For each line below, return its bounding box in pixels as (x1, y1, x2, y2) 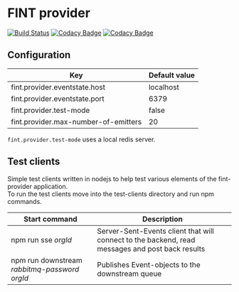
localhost (148, 82, 180, 92)
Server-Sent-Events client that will (97, 226, 215, 236)
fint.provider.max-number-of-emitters (11, 117, 142, 126)
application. (33, 182, 68, 190)
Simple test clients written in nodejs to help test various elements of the (7, 174, 217, 183)
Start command (23, 214, 78, 224)
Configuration (7, 49, 71, 61)
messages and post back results (97, 244, 206, 254)
